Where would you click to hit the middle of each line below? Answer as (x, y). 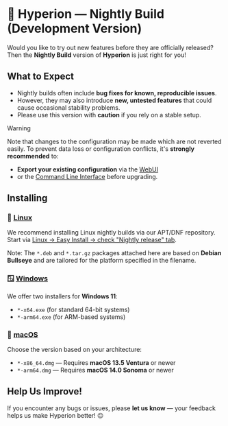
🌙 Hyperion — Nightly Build (86, 14)
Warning (19, 128)
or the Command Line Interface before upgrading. (87, 176)
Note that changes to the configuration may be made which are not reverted (114, 141)
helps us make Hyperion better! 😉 (55, 415)
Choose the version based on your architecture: (75, 350)
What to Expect (40, 76)
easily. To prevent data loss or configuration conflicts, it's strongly (101, 149)
